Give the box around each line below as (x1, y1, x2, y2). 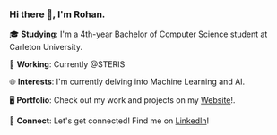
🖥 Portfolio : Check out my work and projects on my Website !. (9, 95, 236, 105)
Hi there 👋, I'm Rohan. (9, 8, 106, 21)
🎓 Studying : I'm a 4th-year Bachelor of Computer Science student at (9, 29, 268, 39)
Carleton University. (9, 42, 83, 53)
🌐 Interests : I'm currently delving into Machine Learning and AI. (9, 76, 246, 88)
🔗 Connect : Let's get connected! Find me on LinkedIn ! (9, 115, 210, 126)
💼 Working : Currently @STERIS (9, 59, 126, 70)
